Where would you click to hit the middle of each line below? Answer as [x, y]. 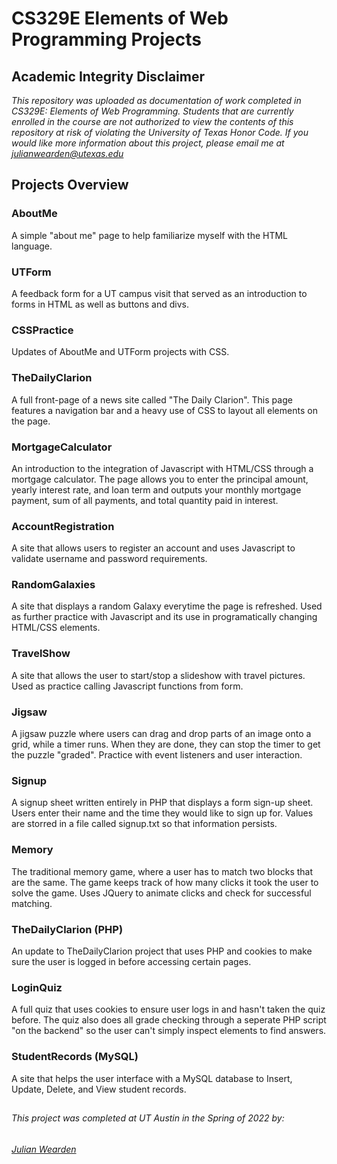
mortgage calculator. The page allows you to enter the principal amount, [160, 479]
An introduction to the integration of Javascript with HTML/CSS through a [162, 468]
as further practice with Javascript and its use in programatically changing [164, 617]
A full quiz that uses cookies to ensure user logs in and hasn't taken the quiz [168, 1009]
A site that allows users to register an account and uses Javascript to [153, 548]
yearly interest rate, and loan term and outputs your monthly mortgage [156, 489]
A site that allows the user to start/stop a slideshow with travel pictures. [158, 675]
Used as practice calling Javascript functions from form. [127, 686]
